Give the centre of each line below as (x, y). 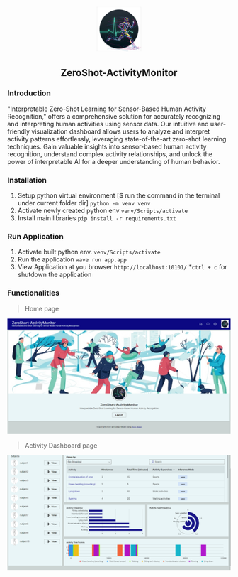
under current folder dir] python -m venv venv (84, 203)
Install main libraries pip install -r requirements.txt (97, 218)
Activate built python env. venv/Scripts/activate (89, 252)
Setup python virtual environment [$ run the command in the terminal (119, 195)
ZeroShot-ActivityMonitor (119, 73)
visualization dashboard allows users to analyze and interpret (121, 131)
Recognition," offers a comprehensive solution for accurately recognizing (114, 116)
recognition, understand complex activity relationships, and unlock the (110, 154)
